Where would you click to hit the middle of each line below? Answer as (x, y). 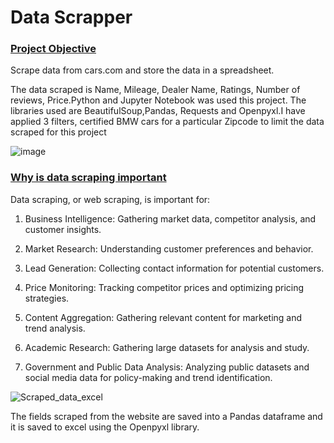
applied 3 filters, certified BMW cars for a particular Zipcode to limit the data (167, 122)
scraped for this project (58, 132)
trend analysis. (55, 328)
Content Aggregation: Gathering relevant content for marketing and (163, 317)
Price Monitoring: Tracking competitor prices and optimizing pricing (164, 287)
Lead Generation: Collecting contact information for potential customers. (174, 268)
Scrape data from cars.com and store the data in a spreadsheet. (142, 70)
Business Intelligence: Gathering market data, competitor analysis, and (170, 218)
